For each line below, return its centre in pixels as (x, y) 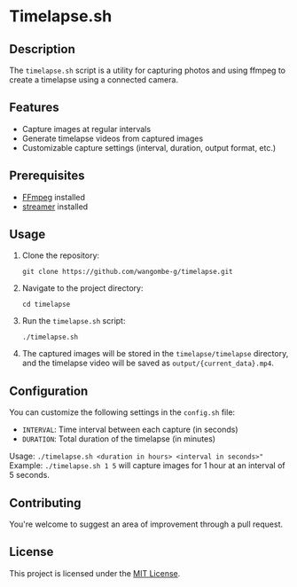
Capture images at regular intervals (86, 129)
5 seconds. (30, 475)
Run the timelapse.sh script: (74, 321)
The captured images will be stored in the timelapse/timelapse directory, (155, 354)
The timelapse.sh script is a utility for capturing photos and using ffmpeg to (148, 70)
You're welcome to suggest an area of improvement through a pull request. (146, 524)
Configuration (49, 391)
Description (42, 49)
